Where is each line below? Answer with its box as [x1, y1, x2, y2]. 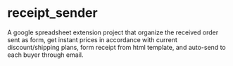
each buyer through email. [7, 51, 84, 59]
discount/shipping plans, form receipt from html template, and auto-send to [7, 43, 227, 51]
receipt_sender [7, 5, 98, 21]
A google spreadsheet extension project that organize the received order [7, 28, 219, 37]
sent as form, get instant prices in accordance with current [7, 35, 178, 44]
